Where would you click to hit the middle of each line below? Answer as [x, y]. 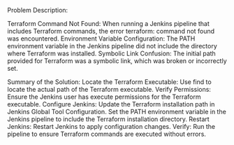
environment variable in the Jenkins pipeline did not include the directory [112, 46]
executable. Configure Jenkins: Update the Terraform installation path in [111, 104]
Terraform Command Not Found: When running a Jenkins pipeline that [108, 23]
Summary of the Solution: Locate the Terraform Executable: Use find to [109, 82]
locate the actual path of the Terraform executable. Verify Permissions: [109, 89]
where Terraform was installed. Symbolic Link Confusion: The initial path [112, 53]
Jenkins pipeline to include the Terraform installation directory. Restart [108, 119]
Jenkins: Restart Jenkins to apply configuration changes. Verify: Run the [111, 126]
